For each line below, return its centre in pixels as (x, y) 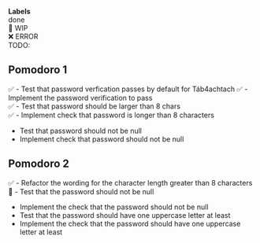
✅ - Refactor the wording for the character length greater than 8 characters (130, 182)
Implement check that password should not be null (102, 139)
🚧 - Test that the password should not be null (81, 191)
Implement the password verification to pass (80, 98)
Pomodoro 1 (38, 70)
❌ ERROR (23, 36)
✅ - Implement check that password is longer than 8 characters (111, 115)
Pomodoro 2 (39, 164)
